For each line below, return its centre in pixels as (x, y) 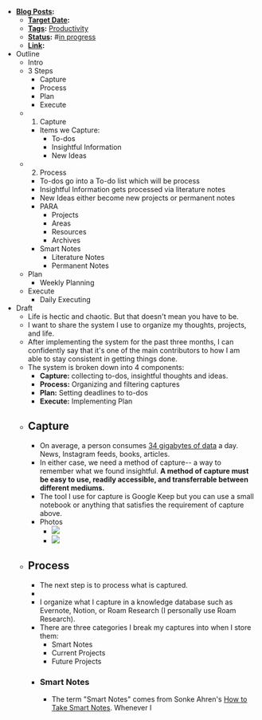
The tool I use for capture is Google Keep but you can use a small (147, 496)
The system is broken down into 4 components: (106, 367)
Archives (66, 240)
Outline (27, 54)
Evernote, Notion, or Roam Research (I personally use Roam (138, 610)
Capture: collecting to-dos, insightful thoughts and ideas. (134, 376)
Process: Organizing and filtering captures (110, 384)
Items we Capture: (70, 130)
